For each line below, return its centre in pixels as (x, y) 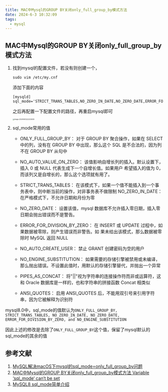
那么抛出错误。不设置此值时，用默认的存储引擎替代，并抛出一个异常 (90, 266)
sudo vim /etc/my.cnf (35, 78)
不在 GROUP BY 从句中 (44, 151)
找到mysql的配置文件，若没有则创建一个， (56, 68)
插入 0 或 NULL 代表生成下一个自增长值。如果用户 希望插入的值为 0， (92, 168)
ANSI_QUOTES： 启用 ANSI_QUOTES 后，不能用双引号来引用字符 (87, 293)
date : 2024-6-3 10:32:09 (31, 15)
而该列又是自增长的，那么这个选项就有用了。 (66, 174)
